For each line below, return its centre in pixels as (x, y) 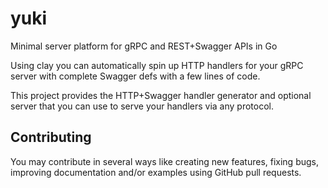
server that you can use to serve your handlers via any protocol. (142, 106)
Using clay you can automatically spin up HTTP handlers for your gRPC (157, 65)
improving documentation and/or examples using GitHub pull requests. (156, 172)
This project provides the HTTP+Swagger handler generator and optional (161, 95)
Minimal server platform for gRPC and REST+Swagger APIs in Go (144, 46)
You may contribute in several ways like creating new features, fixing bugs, (165, 161)
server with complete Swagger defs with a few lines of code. (135, 76)
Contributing (51, 137)
